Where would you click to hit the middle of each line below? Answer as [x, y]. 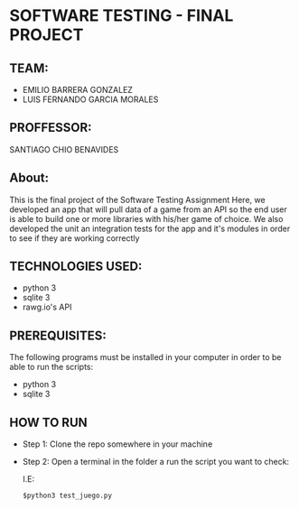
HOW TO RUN [48, 422]
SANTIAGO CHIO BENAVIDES [64, 149]
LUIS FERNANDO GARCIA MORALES [90, 99]
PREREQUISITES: [58, 335]
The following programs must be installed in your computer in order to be [145, 357]
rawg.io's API [47, 307]
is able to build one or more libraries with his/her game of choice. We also [146, 218]
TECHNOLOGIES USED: [76, 267]
